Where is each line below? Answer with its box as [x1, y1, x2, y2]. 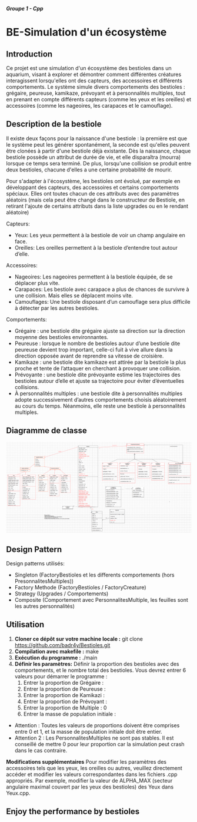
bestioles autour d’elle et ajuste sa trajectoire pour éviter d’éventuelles [14, 377, 185, 385]
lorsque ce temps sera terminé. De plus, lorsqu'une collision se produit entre [6, 160, 192, 167]
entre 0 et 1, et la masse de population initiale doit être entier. [14, 728, 163, 735]
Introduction [6, 49, 53, 59]
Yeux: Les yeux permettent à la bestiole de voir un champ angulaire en [14, 231, 185, 238]
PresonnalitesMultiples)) [14, 578, 74, 585]
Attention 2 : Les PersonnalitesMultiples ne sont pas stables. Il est [14, 734, 174, 741]
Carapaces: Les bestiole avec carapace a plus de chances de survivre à [14, 286, 189, 293]
